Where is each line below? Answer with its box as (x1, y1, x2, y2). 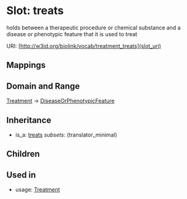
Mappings (6, 60, 46, 70)
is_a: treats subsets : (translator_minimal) (15, 131, 118, 138)
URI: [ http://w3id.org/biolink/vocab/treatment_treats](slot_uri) (6, 42, 161, 50)
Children (6, 149, 40, 159)
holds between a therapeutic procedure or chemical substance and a (6, 24, 181, 31)
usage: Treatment (15, 186, 60, 193)
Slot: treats (6, 4, 64, 18)
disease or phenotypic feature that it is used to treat (6, 30, 138, 37)
